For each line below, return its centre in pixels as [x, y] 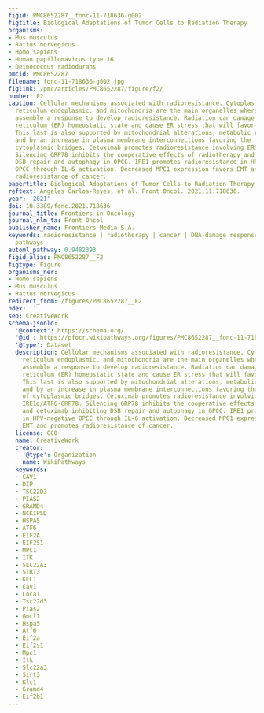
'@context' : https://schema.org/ [70, 331]
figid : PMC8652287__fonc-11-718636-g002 [75, 15]
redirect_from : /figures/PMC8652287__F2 [75, 301]
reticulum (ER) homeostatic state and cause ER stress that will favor [135, 125]
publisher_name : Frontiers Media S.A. [71, 228]
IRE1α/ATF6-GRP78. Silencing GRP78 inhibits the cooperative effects [139, 404]
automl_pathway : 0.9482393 [52, 250]
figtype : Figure [35, 265]
